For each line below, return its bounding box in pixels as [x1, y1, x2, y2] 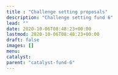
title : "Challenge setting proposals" [6, 8, 108, 15]
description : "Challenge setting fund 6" [6, 15, 114, 21]
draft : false [6, 37, 40, 43]
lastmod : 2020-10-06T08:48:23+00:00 [6, 31, 100, 37]
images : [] [6, 43, 34, 49]
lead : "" [6, 20, 29, 26]
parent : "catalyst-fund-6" [6, 59, 75, 65]
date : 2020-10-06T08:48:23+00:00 [6, 25, 92, 32]
